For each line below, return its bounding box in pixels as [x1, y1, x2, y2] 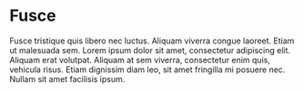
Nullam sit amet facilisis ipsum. [9, 73, 126, 84]
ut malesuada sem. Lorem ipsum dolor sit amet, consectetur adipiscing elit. [9, 44, 291, 55]
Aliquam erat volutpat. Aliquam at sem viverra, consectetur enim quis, [9, 54, 271, 65]
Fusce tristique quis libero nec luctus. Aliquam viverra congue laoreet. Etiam [9, 35, 295, 46]
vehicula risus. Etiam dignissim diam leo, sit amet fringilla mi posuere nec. [9, 64, 286, 75]
